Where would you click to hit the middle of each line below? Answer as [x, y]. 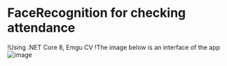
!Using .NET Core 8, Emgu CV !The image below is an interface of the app [114, 47]
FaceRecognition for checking [97, 13]
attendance [41, 28]
